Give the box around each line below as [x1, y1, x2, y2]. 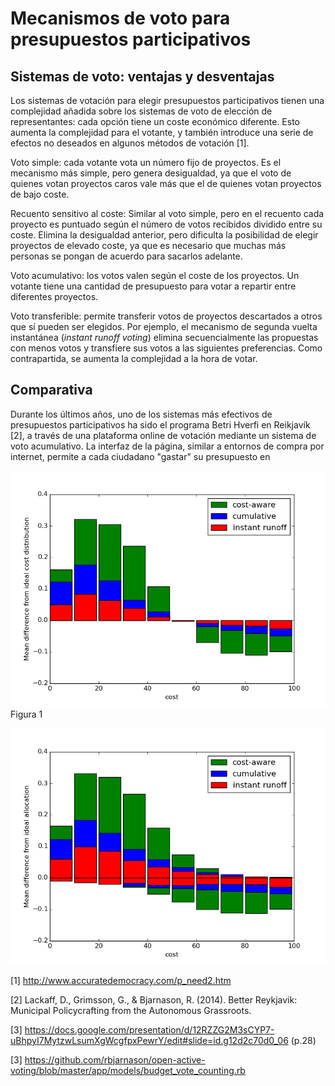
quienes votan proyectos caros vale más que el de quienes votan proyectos [10, 178, 322, 189]
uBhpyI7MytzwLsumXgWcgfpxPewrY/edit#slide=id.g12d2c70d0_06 [10, 1034, 289, 1046]
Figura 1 [10, 708, 43, 720]
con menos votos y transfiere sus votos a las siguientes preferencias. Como [10, 342, 323, 354]
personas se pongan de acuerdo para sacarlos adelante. [10, 250, 243, 262]
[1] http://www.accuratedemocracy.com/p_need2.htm [10, 974, 232, 986]
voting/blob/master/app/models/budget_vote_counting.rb [10, 1064, 246, 1076]
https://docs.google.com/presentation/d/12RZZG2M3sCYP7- [24, 1023, 275, 1036]
